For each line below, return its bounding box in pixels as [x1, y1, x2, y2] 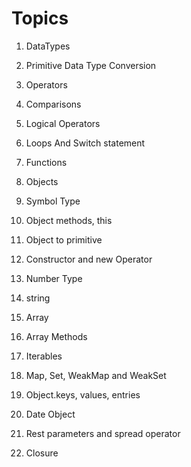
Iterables [25, 350, 63, 362]
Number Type [25, 272, 83, 284]
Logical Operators [25, 117, 101, 129]
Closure [25, 447, 59, 459]
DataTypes [25, 40, 71, 52]
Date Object [25, 408, 76, 420]
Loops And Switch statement [25, 137, 146, 149]
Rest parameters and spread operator [25, 427, 181, 439]
